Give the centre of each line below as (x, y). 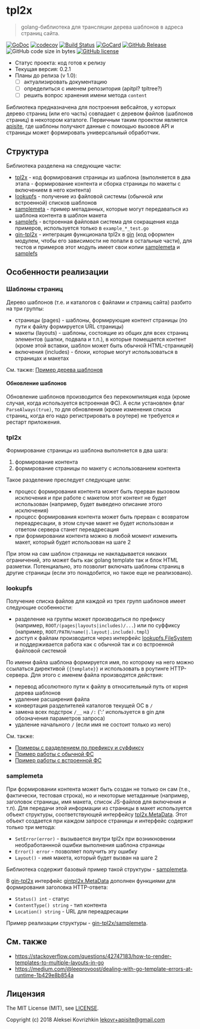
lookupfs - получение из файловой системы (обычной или (89, 196)
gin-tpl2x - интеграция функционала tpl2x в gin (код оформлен (94, 234)
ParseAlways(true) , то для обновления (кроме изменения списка (89, 409)
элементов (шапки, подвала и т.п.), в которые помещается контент (100, 339)
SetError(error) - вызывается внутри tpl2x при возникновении (95, 839)
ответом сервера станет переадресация (67, 529)
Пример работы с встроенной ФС (58, 760)
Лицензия (26, 993)
